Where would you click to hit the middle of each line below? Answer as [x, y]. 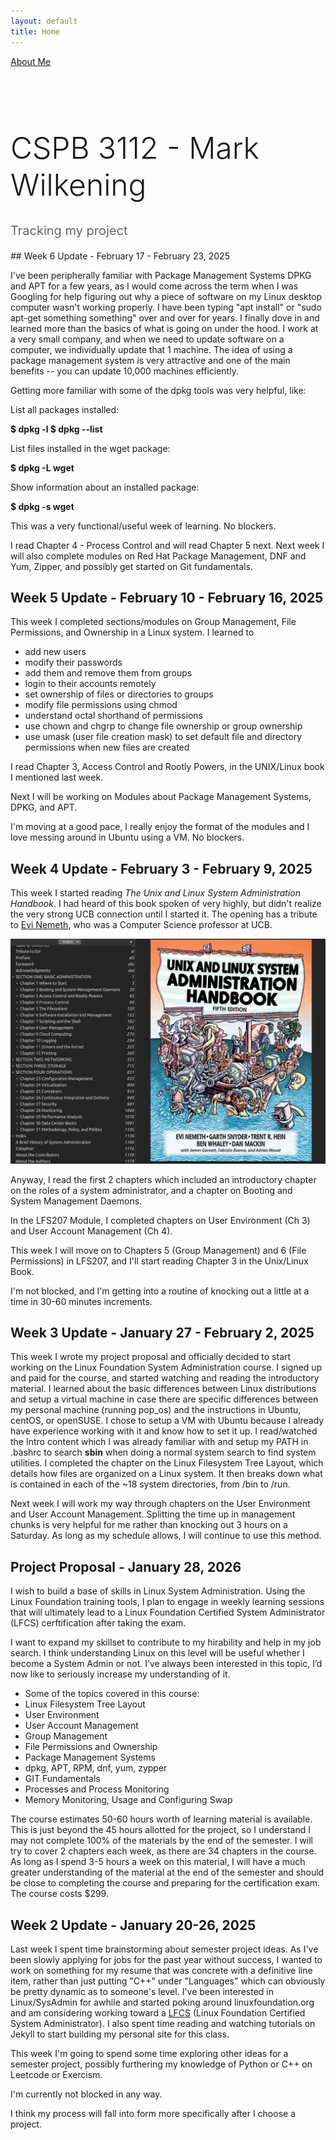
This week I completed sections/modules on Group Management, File [153, 622]
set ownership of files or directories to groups [119, 694]
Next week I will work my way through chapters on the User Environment [160, 1504]
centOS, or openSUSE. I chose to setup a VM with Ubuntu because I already [167, 1421]
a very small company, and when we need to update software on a [147, 339]
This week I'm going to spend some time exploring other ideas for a [149, 2054]
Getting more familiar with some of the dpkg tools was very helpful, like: [158, 390]
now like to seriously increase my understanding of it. [120, 1674]
